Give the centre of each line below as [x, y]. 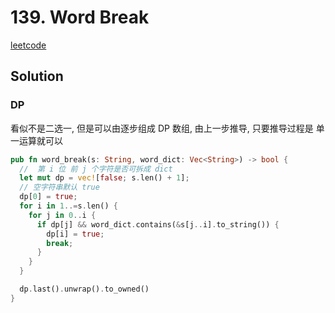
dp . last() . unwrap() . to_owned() [84, 289]
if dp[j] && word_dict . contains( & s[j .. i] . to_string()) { [158, 224]
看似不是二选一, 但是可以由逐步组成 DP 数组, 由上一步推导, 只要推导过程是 [162, 128]
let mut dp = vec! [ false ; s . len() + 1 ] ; [104, 178]
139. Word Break [80, 17]
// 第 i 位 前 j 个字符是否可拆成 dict [96, 169]
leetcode [28, 45]
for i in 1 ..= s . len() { [68, 206]
